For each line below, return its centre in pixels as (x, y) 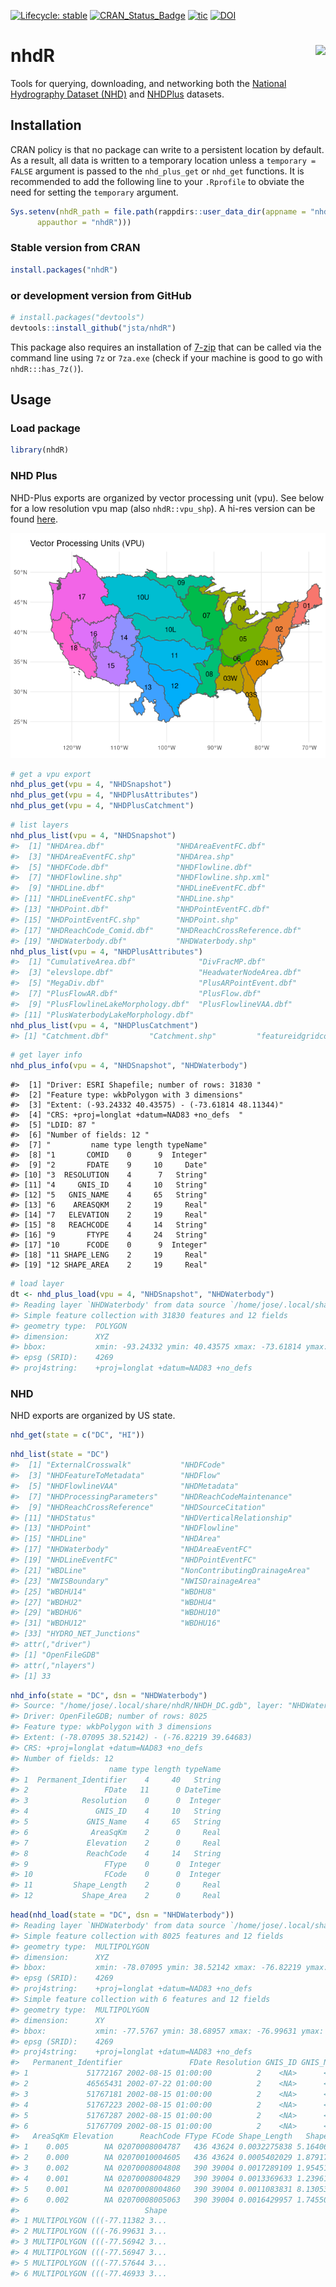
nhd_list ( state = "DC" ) (60, 1455)
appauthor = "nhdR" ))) (84, 222)
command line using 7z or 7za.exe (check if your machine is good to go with (166, 357)
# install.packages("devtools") (77, 317)
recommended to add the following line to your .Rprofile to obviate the (157, 181)
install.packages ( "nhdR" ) (64, 270)
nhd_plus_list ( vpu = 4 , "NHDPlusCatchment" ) (104, 1025)
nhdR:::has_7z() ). (47, 368)
